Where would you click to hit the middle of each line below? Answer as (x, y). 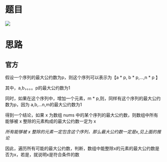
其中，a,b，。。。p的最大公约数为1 (38, 88)
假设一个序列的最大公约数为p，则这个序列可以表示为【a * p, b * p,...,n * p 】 (83, 77)
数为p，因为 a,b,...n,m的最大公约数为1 (44, 104)
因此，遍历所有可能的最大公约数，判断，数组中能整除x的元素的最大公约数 (80, 148)
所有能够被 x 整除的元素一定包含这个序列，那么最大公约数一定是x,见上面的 (81, 131)
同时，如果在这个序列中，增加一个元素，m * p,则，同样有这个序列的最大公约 (83, 98)
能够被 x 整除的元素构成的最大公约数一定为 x (51, 121)
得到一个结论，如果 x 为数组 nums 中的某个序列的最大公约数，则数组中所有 (82, 115)
